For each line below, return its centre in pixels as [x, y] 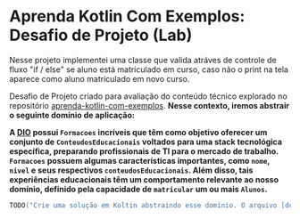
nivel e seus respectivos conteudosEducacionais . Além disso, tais [131, 170]
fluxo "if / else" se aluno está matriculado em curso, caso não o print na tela [149, 69]
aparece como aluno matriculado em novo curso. [100, 78]
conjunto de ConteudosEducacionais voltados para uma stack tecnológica [146, 142]
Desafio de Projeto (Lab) [101, 35]
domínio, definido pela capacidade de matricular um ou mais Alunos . [138, 189]
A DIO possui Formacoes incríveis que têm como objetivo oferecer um [138, 132]
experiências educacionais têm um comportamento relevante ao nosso [144, 179]
